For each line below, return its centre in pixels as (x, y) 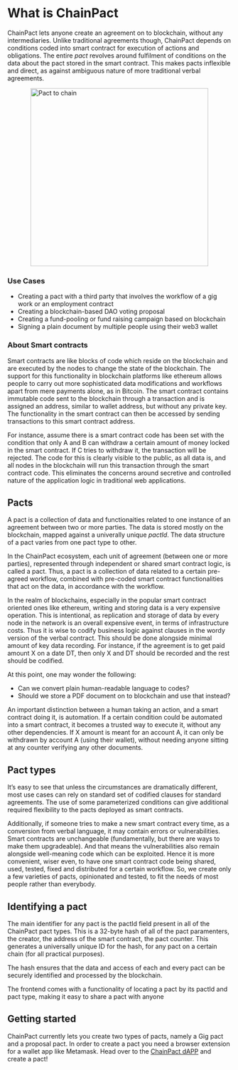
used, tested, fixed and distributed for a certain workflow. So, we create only (119, 869)
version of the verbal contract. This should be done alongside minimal (110, 638)
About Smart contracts (48, 345)
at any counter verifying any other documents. (75, 748)
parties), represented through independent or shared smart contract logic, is (119, 564)
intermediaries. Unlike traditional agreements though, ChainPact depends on (119, 40)
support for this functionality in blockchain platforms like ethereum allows (115, 376)
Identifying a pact (47, 907)
